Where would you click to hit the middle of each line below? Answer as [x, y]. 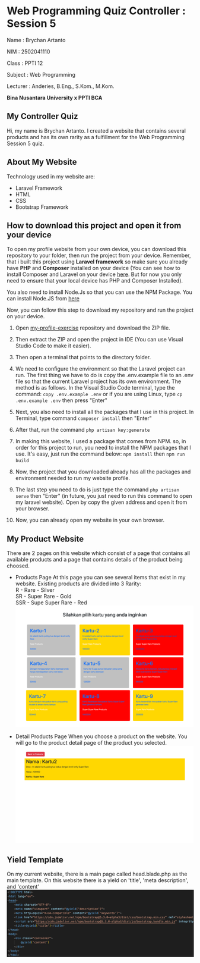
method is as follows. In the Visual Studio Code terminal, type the [95, 388]
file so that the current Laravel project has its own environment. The [98, 381]
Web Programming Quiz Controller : [96, 11]
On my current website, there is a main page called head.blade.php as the [97, 874]
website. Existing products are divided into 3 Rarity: [78, 584]
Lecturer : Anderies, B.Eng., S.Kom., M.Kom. [61, 86]
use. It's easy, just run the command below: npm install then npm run [100, 454]
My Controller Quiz [43, 116]
